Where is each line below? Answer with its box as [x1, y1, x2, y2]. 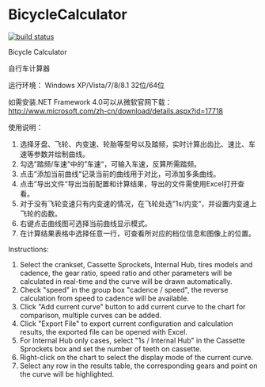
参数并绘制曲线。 [33, 149, 89, 159]
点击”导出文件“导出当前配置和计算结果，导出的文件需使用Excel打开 [19, 178, 238, 188]
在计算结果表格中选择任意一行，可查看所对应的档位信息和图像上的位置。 [19, 228, 256, 238]
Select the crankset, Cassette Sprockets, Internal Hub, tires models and [19, 259, 253, 269]
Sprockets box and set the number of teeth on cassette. [19, 343, 202, 354]
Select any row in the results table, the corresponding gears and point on [19, 361, 258, 370]
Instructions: [8, 244, 49, 254]
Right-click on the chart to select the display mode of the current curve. [19, 352, 254, 362]
